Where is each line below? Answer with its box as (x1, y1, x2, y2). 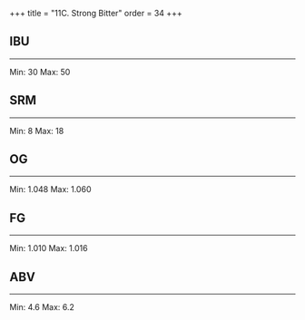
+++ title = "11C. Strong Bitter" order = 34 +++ (9, 8, 183, 18)
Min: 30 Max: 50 (9, 66, 71, 77)
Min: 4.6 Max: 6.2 (9, 302, 75, 313)
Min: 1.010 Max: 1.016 (9, 243, 88, 254)
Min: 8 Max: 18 (9, 125, 64, 136)
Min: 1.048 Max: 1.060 (9, 184, 92, 195)
